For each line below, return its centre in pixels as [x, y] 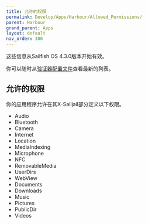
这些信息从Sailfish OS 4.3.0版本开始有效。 [57, 56]
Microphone [29, 153]
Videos [23, 215]
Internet [24, 134]
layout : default [26, 33]
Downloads [28, 191]
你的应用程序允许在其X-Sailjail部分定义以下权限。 [65, 104]
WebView [26, 178]
